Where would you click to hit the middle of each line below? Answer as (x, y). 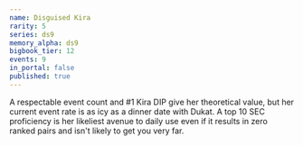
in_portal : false (42, 68)
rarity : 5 (28, 26)
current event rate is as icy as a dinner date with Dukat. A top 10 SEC (137, 111)
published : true (40, 77)
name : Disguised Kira (50, 18)
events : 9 (28, 59)
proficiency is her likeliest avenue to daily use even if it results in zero (139, 121)
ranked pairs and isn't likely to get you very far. (97, 131)
